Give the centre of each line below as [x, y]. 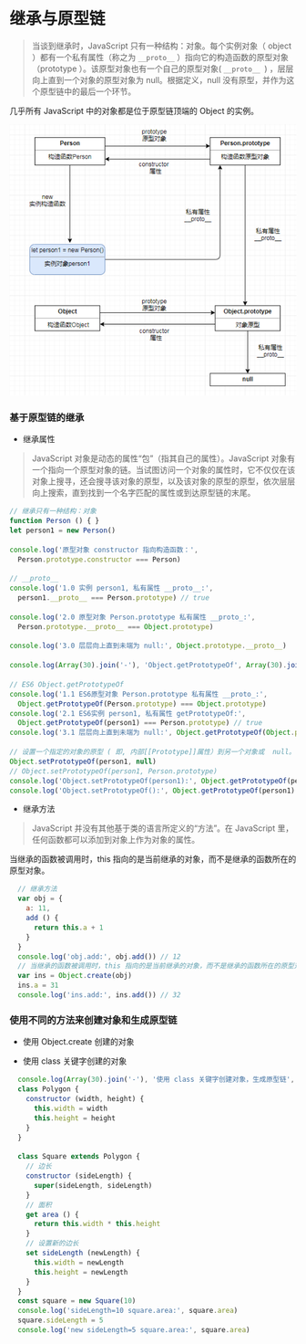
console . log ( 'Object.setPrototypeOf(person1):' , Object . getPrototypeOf [148, 781]
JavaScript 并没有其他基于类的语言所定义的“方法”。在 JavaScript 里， [163, 828]
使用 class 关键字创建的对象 [75, 1061]
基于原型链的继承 [47, 417]
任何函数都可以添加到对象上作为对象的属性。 [116, 840]
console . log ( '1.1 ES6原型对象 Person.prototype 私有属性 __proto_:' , [139, 694]
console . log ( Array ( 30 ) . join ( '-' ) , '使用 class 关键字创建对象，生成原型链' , [156, 1080]
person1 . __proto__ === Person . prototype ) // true [113, 598]
